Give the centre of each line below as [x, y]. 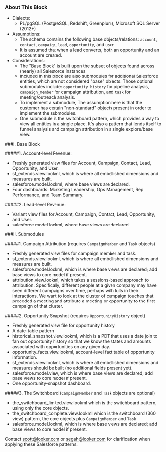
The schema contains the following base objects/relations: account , [88, 39]
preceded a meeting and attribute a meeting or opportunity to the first [83, 301]
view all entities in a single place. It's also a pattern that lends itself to [90, 124]
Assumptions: [26, 34]
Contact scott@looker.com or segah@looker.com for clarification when [78, 439]
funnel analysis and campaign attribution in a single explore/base [86, 129]
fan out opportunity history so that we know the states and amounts [82, 341]
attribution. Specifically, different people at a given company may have [84, 285]
